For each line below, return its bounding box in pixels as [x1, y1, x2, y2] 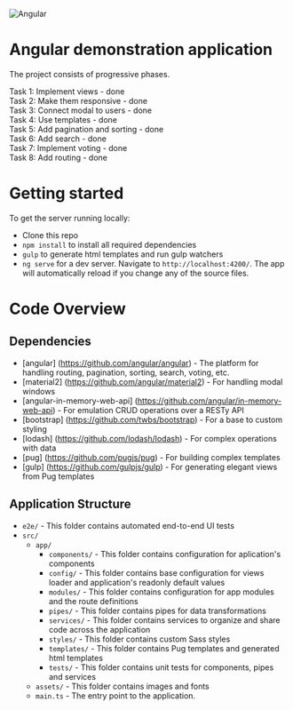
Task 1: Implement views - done [9, 85, 125, 97]
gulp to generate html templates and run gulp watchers [21, 249, 224, 259]
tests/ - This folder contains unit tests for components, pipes [48, 662, 274, 673]
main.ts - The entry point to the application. [35, 690, 196, 701]
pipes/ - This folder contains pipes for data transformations [48, 605, 266, 616]
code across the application [48, 624, 151, 634]
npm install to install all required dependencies [21, 239, 197, 250]
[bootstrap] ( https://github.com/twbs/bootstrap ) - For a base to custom [21, 414, 283, 425]
